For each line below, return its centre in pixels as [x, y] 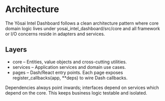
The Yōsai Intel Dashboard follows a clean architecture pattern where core [82, 23]
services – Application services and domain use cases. [69, 67]
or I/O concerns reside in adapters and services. [55, 34]
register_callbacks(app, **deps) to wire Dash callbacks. [70, 78]
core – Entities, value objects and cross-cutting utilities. [69, 62]
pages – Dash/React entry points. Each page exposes [68, 72]
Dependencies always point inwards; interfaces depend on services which [82, 87]
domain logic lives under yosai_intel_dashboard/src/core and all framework [83, 28]
